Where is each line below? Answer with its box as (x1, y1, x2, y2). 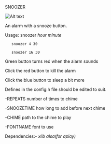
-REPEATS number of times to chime (5, 96, 78, 101)
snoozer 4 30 (11, 42, 38, 46)
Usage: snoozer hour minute (5, 32, 62, 38)
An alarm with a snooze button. (5, 23, 67, 29)
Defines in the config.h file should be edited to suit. (5, 86, 107, 92)
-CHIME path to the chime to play (5, 115, 71, 120)
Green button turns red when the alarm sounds (5, 58, 98, 64)
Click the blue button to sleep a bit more (5, 77, 84, 83)
